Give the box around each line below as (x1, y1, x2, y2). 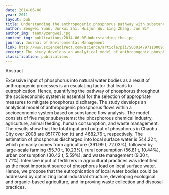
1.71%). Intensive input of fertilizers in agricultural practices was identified (5, 158, 158, 164)
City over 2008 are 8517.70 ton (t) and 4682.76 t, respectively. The (5, 131, 143, 137)
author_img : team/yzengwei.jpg (5, 31, 71, 36)
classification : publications (5, 54, 69, 59)
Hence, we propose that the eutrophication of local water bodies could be (5, 168, 158, 174)
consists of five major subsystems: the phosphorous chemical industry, (5, 115, 153, 121)
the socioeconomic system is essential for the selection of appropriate (5, 93, 151, 100)
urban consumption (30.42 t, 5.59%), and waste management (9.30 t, (5, 152, 149, 158)
